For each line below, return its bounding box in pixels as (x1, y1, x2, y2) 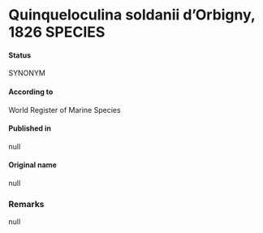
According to (8, 87, 54, 97)
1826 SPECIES (8, 23, 106, 41)
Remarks (8, 198, 45, 209)
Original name (8, 160, 57, 170)
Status (8, 50, 32, 60)
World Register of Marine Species (8, 105, 121, 114)
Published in (8, 123, 51, 133)
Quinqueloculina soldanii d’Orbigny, (8, 6, 256, 24)
